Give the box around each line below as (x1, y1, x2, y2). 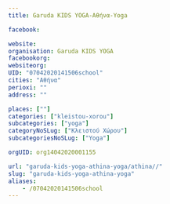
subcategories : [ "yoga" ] (8, 119, 89, 128)
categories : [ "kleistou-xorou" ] (8, 112, 114, 120)
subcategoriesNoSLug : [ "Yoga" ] (8, 134, 110, 142)
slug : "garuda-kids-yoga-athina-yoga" (8, 169, 135, 177)
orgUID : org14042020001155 (8, 148, 96, 156)
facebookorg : (8, 54, 51, 63)
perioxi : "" (8, 83, 47, 91)
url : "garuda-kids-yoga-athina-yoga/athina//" (8, 162, 163, 170)
